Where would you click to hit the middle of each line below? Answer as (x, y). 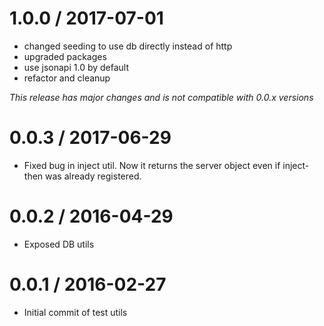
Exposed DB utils (59, 244)
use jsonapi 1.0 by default (76, 67)
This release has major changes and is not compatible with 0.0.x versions (161, 97)
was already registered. (93, 176)
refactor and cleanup (67, 78)
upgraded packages (65, 56)
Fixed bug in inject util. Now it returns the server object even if (152, 165)
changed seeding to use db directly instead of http (128, 46)
